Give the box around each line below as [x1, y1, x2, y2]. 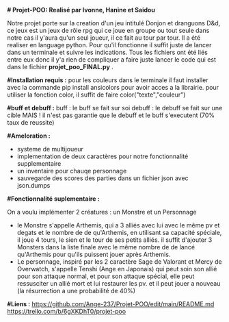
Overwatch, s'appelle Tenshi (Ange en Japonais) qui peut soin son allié [16, 265, 217, 273]
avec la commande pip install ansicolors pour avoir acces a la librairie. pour [7, 84, 219, 91]
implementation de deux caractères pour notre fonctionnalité [16, 152, 189, 160]
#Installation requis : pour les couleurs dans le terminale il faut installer [7, 76, 208, 84]
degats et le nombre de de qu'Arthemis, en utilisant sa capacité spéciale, [16, 229, 222, 236]
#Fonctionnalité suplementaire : [7, 195, 100, 203]
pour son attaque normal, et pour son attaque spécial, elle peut [16, 272, 195, 280]
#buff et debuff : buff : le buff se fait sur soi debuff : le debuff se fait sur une [7, 104, 223, 112]
